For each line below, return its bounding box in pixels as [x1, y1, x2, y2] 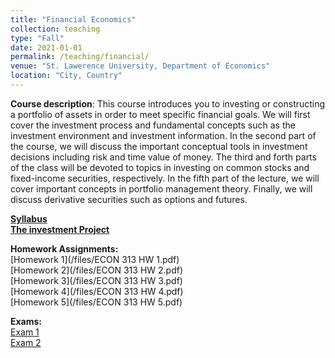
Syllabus [10, 212, 48, 225]
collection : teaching [10, 24, 101, 34]
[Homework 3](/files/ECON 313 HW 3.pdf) [10, 274, 183, 286]
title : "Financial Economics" [10, 14, 137, 25]
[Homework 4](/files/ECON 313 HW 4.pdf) [10, 285, 184, 297]
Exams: [10, 315, 43, 327]
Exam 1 [10, 326, 40, 338]
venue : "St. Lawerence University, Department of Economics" [10, 61, 271, 71]
